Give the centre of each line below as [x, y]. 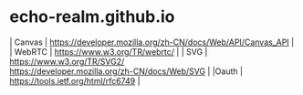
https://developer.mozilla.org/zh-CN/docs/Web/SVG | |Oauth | [126, 71]
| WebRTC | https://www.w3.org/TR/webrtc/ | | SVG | [109, 51]
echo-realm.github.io [92, 17]
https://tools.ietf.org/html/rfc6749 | [75, 80]
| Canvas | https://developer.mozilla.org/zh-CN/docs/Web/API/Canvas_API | [152, 42]
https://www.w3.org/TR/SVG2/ [67, 61]
